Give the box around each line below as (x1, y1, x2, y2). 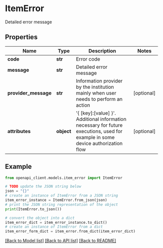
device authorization (76, 140, 123, 147)
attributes (7, 128, 31, 134)
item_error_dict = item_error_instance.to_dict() (5, 220, 108, 225)
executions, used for (76, 128, 123, 134)
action (76, 101, 91, 108)
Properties (5, 33, 38, 41)
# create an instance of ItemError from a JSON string (5, 193, 118, 198)
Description (88, 47, 116, 54)
